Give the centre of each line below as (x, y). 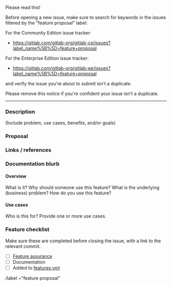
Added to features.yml (36, 267)
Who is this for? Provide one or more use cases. (56, 216)
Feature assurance (33, 256)
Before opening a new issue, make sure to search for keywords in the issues (86, 17)
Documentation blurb (33, 164)
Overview (16, 176)
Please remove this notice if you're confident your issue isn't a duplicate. (82, 94)
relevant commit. (23, 246)
